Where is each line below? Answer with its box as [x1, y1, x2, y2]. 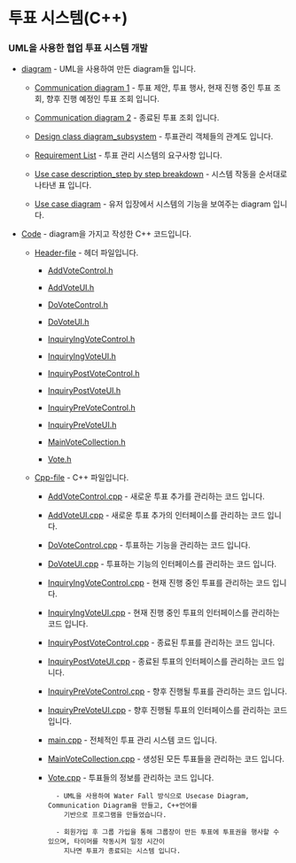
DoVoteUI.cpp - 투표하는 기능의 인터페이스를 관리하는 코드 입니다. [47, 559, 277, 570]
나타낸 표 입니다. [34, 180, 92, 190]
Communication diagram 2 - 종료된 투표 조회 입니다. [34, 113, 220, 123]
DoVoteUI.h [47, 316, 90, 328]
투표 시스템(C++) [8, 8, 129, 28]
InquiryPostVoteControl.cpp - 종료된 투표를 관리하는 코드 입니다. [47, 637, 276, 648]
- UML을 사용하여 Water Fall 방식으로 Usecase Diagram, [55, 792, 250, 801]
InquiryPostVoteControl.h [47, 369, 140, 379]
